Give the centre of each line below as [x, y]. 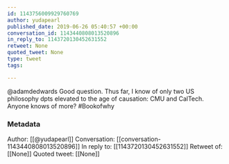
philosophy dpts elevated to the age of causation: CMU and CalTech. [106, 99]
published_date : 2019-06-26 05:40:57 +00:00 [73, 26]
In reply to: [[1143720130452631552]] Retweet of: [152, 146]
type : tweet [24, 59]
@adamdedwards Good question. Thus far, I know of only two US [101, 91]
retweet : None [28, 46]
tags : [15, 65]
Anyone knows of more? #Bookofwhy [61, 106]
